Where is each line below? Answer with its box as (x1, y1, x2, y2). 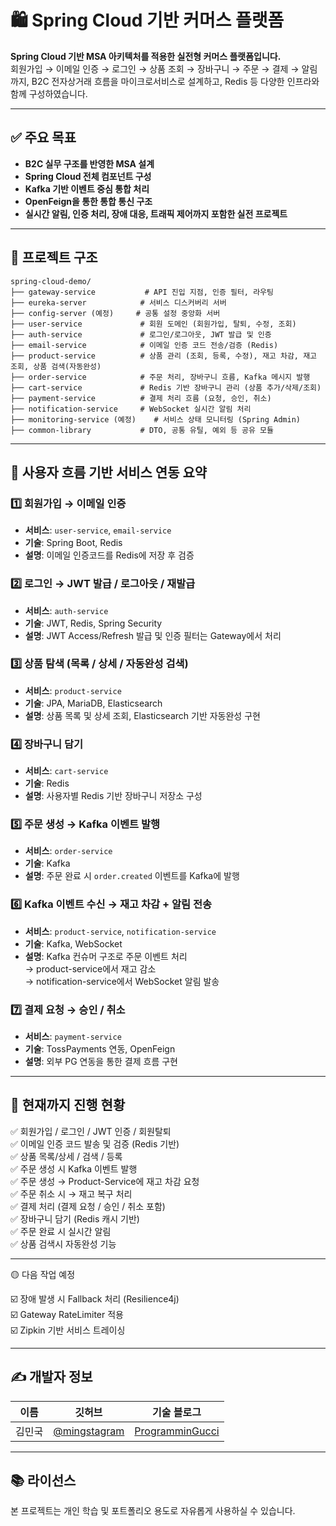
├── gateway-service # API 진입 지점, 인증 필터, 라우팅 (10, 287, 275, 297)
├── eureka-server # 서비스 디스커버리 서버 (10, 297, 227, 308)
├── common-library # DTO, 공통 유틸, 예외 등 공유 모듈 (10, 425, 275, 435)
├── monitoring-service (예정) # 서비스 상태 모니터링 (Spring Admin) (10, 414, 301, 425)
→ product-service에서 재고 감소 (24, 962, 157, 975)
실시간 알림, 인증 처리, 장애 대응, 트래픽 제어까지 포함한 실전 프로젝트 (24, 207, 288, 220)
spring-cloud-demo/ (10, 276, 92, 286)
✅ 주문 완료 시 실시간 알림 (10, 1225, 112, 1237)
